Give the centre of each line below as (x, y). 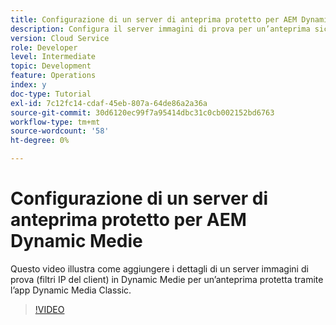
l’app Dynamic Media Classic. (71, 290)
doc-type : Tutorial (51, 94)
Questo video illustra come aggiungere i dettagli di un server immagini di (159, 268)
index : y (28, 85)
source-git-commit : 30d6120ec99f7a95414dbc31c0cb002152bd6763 (142, 112)
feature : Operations (53, 76)
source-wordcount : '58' (60, 131)
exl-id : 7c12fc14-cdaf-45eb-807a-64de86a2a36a (109, 103)
